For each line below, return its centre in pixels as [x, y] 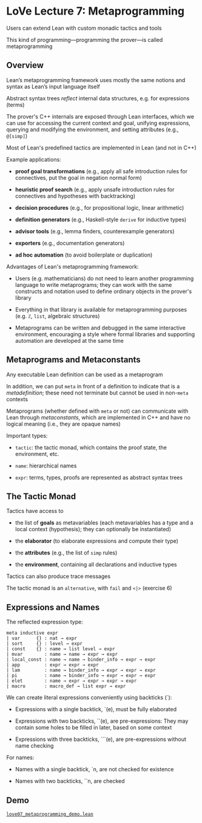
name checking [34, 746]
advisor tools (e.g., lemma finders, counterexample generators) [95, 231]
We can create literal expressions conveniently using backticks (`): [89, 698]
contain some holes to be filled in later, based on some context [93, 728]
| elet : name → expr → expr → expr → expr [72, 681]
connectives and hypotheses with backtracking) [75, 196]
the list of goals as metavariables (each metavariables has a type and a [104, 523]
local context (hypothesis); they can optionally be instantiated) [93, 529]
